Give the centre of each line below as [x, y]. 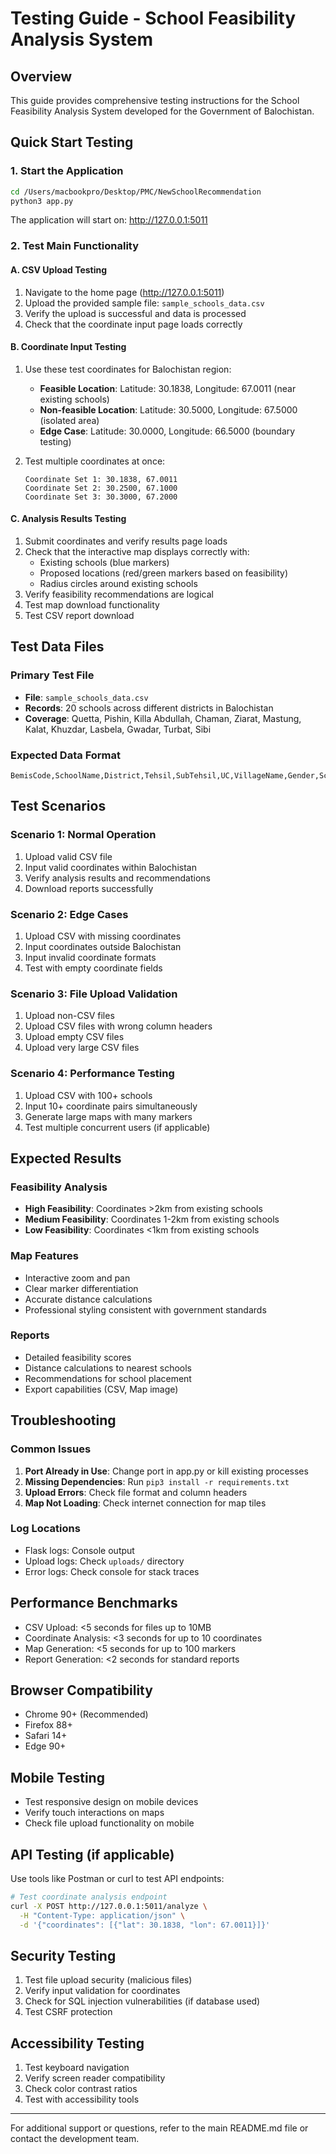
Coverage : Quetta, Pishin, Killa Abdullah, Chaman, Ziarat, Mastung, [163, 718]
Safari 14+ [46, 1736]
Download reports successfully [89, 888]
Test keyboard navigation [77, 2068]
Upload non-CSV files [69, 1016]
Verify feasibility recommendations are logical [119, 594]
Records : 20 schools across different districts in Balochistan [149, 708]
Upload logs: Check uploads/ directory [104, 1561]
